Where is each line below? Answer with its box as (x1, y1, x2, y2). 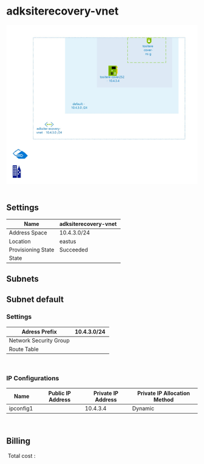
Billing (6, 436, 30, 446)
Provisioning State (8, 246, 55, 253)
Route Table (8, 345, 39, 353)
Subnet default (6, 295, 64, 305)
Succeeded (59, 246, 88, 253)
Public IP (48, 389, 71, 397)
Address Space (8, 229, 47, 236)
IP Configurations (6, 374, 59, 383)
